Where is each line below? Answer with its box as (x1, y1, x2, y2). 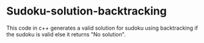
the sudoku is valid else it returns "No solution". (6, 30, 126, 38)
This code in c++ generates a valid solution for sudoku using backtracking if (6, 24, 199, 31)
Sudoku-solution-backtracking (6, 4, 167, 18)
